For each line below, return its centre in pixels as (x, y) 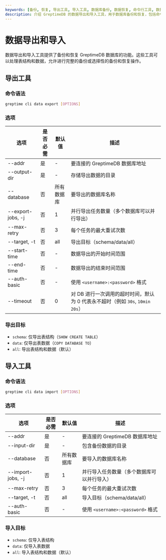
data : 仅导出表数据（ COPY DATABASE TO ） (53, 343)
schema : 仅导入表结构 (33, 540)
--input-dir (21, 446)
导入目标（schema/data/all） (116, 498)
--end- (17, 265)
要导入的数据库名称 (104, 459)
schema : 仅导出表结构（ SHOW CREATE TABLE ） (56, 336)
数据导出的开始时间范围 (98, 254)
